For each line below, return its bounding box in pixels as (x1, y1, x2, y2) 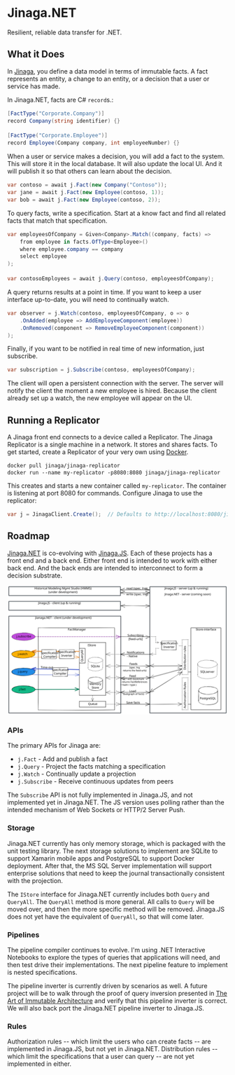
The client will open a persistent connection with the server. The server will (7, 379, 224, 388)
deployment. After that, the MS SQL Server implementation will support (7, 861, 212, 870)
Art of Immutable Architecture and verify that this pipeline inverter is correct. (7, 997, 228, 1005)
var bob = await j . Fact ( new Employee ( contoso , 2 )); (7, 196, 161, 203)
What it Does (7, 48, 65, 60)
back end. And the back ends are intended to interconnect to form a (7, 563, 204, 572)
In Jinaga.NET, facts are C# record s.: (7, 95, 114, 104)
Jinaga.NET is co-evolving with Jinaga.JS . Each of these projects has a (7, 549, 213, 557)
